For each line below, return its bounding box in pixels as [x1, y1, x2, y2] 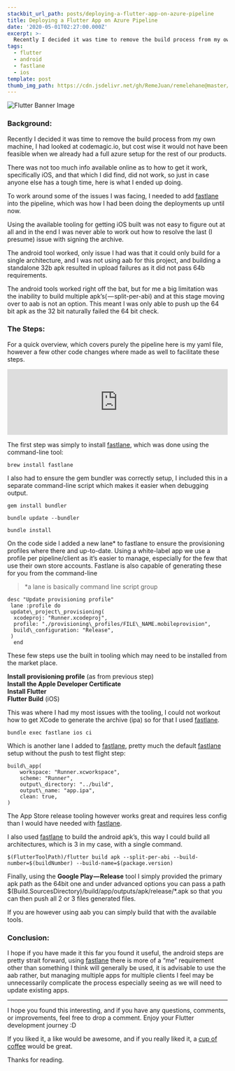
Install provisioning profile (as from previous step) [7, 672, 154, 681]
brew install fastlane [7, 461, 73, 468]
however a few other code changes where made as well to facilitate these [7, 348, 220, 356]
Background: [7, 118, 52, 128]
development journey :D [7, 1021, 77, 1030]
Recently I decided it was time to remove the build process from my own [7, 135, 215, 143]
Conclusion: [7, 933, 50, 943]
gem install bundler [7, 502, 68, 509]
